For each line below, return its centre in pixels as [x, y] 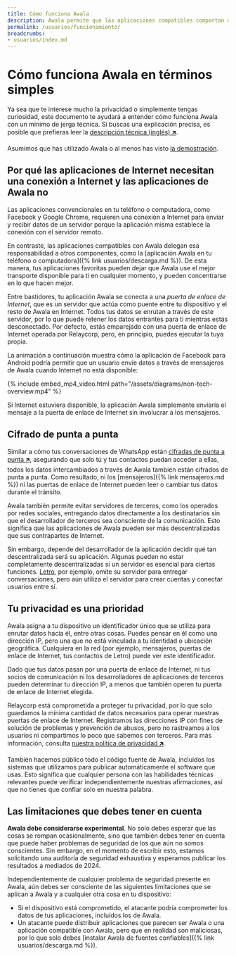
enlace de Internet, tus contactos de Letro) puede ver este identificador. [111, 655]
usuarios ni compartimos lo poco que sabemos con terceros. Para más [110, 735]
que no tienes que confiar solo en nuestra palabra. [80, 789]
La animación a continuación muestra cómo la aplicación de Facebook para [117, 355]
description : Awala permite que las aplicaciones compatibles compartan [116, 20]
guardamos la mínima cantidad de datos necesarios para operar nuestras [113, 712]
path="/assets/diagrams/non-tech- [162, 384]
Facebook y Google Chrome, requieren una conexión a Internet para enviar [116, 217]
